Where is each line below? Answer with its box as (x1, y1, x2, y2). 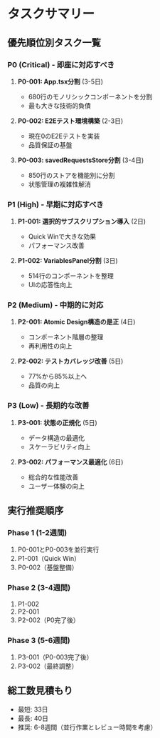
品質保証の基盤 (28, 140, 73, 149)
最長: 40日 (17, 714, 48, 722)
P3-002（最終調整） (17, 662, 78, 671)
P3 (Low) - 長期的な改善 (7, 401, 90, 411)
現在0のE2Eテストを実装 (28, 131, 100, 140)
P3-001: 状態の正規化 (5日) (17, 418, 97, 427)
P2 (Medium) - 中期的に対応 (7, 300, 104, 310)
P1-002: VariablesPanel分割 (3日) (17, 256, 119, 265)
